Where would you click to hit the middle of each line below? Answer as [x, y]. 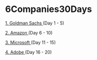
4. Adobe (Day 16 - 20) [29, 52]
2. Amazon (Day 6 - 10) [29, 32]
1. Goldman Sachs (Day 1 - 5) [35, 23]
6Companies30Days [48, 9]
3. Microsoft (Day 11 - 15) [31, 42]
